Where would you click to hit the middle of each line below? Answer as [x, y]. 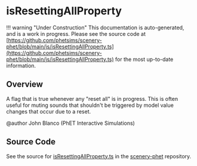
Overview [25, 84]
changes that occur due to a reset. [49, 111]
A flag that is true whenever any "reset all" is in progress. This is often [92, 99]
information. [21, 65]
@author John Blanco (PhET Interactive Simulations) [71, 123]
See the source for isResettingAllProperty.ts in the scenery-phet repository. [99, 156]
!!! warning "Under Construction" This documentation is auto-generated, [95, 27]
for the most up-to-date [144, 59]
